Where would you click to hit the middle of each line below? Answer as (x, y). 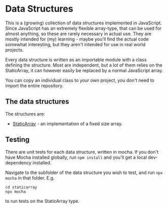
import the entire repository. (34, 85)
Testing (17, 140)
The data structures (37, 102)
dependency (18, 162)
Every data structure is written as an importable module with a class (76, 59)
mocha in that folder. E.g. (30, 178)
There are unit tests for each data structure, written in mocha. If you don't (82, 152)
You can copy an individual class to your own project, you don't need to (80, 80)
